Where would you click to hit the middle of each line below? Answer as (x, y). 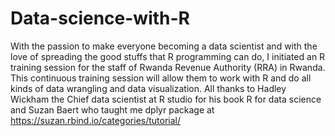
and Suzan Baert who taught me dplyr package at (112, 109)
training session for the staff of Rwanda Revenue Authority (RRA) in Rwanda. (168, 67)
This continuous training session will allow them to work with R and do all (161, 78)
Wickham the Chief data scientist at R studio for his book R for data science (166, 99)
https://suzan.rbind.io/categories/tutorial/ (96, 120)
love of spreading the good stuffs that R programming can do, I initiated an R (168, 56)
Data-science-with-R (100, 18)
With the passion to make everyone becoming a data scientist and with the (164, 46)
